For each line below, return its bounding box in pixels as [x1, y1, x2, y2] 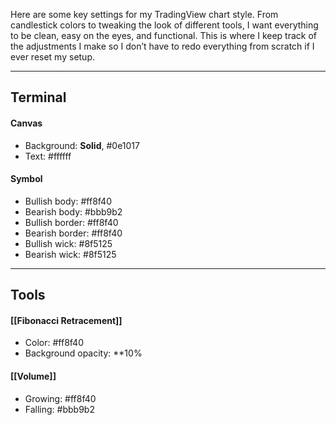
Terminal [10, 89, 67, 106]
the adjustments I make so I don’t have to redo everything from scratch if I [10, 40, 315, 52]
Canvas [10, 117, 43, 129]
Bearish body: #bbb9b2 [24, 205, 123, 218]
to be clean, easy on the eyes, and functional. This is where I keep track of [10, 30, 317, 41]
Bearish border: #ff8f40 [24, 227, 123, 239]
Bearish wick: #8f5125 [24, 248, 117, 260]
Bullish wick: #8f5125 [24, 237, 113, 249]
